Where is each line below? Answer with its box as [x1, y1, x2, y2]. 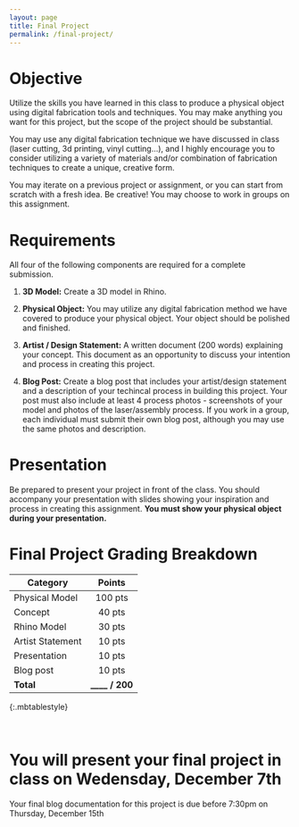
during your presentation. [9, 513, 107, 523]
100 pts [95, 591, 129, 604]
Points [97, 577, 127, 589]
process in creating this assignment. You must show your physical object [9, 504, 282, 514]
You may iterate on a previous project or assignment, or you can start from [9, 180, 284, 190]
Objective [9, 68, 83, 88]
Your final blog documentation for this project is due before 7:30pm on [9, 798, 269, 809]
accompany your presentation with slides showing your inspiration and [9, 494, 270, 505]
